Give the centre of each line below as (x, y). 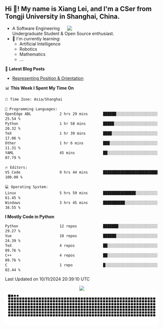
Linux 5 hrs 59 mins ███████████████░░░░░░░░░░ (81, 193)
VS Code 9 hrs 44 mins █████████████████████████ (81, 172)
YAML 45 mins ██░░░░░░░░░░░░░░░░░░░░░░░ (81, 153)
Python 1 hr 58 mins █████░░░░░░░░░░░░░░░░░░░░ (81, 124)
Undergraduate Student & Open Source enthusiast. (63, 33)
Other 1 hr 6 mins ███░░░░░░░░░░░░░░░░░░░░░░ (81, 143)
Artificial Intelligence (40, 44)
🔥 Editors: (16, 167)
